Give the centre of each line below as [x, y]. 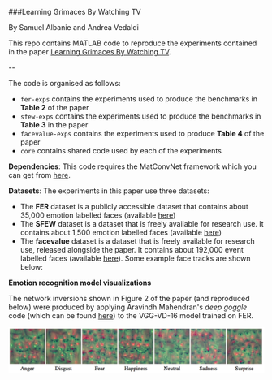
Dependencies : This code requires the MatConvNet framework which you [133, 166]
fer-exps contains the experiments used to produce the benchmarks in [139, 99]
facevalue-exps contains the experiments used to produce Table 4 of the [142, 134]
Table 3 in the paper [54, 125]
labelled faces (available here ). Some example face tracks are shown [135, 258]
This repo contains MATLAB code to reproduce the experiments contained [133, 43]
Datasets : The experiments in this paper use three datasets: [109, 191]
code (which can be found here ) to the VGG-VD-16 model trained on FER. [131, 315]
